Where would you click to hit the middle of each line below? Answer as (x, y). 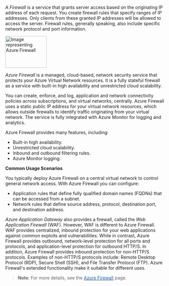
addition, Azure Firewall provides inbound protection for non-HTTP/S (77, 252)
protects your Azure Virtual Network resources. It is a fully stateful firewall (83, 80)
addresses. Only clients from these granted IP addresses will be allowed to (83, 18)
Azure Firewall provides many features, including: (57, 132)
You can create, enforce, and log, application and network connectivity (79, 96)
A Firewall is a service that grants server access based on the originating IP (84, 7)
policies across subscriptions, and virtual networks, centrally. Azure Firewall (85, 101)
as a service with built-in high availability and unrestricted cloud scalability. (84, 86)
